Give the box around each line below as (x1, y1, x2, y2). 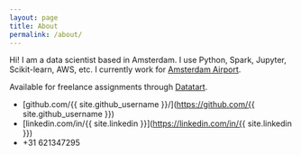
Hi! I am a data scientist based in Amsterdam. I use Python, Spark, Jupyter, (9, 55, 287, 66)
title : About (9, 22, 59, 31)
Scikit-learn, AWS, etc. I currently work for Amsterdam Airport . (9, 64, 242, 75)
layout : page (9, 13, 59, 23)
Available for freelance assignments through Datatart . (9, 82, 208, 93)
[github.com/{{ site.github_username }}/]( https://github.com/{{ (22, 99, 255, 110)
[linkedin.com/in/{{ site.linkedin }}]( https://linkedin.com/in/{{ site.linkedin (22, 118, 293, 129)
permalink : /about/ (9, 30, 83, 39)
